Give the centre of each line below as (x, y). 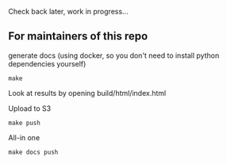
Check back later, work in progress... (68, 11)
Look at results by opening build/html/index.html (87, 93)
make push (25, 123)
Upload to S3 (30, 108)
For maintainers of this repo (78, 36)
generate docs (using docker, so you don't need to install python (114, 55)
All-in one (24, 137)
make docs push (33, 152)
